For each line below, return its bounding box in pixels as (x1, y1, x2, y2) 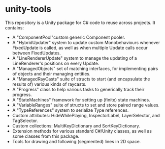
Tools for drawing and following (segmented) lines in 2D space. (12, 138, 141, 144)
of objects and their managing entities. (12, 71, 91, 76)
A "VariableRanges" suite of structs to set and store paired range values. (12, 102, 160, 108)
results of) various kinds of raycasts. (12, 81, 87, 87)
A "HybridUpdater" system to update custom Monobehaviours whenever (12, 39, 160, 45)
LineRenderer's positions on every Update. (12, 60, 99, 66)
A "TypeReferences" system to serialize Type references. (12, 107, 129, 113)
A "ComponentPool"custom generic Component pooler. (12, 34, 126, 40)
